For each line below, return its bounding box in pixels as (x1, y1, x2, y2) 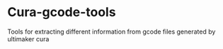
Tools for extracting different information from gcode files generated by (7, 27, 216, 36)
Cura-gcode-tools (7, 4, 116, 20)
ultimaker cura (7, 34, 50, 43)
